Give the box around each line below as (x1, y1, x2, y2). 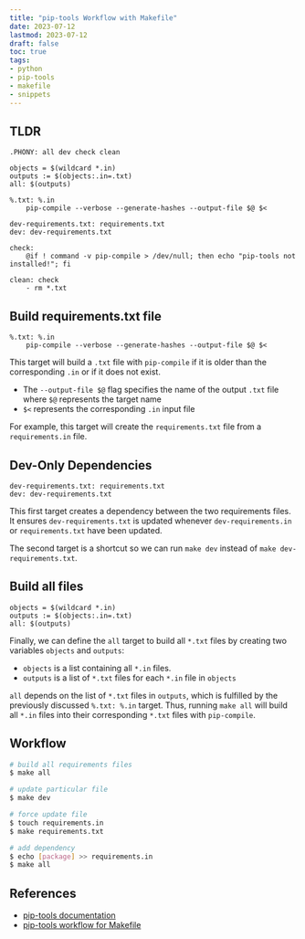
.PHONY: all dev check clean (9, 148, 121, 157)
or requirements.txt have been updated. (9, 524, 163, 535)
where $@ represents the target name (22, 394, 163, 405)
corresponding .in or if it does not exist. (9, 366, 162, 377)
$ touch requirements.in (9, 818, 104, 828)
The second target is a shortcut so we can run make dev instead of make (9, 543, 277, 554)
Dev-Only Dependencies (9, 458, 152, 473)
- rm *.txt (26, 284, 68, 293)
